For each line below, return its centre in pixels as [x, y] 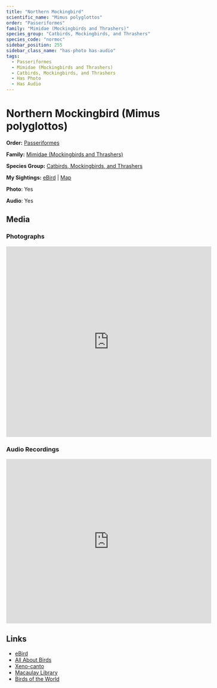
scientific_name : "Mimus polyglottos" [54, 17]
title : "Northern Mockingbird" [45, 12]
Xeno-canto [30, 666]
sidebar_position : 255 [34, 45]
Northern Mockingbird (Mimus [83, 114]
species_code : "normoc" [36, 39]
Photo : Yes [20, 189]
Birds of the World [37, 678]
